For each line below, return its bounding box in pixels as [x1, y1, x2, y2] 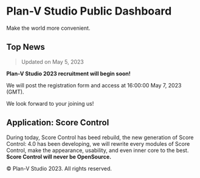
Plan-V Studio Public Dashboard [6, 4, 172, 18]
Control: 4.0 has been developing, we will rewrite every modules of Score [6, 140, 190, 147]
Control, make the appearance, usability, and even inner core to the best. [6, 146, 189, 154]
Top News [6, 42, 46, 52]
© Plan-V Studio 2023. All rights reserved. [6, 165, 112, 172]
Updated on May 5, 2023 [21, 58, 84, 65]
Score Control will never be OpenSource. [6, 153, 111, 160]
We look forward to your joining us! [6, 100, 94, 107]
